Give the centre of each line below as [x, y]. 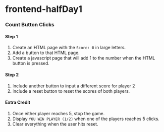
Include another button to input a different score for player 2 [74, 86]
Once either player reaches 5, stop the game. [58, 113]
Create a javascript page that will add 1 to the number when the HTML [83, 58]
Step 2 [12, 74]
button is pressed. [31, 64]
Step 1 [12, 36]
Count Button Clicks [30, 25]
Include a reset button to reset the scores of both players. [71, 91]
